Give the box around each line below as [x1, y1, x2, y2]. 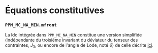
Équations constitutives [5, 5, 104, 16]
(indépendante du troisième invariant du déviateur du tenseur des [5, 37, 138, 43]
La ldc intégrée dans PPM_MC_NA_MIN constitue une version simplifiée [5, 32, 142, 38]
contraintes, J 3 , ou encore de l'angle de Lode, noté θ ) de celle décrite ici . [5, 42, 154, 50]
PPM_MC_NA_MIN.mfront [5, 22, 57, 28]
